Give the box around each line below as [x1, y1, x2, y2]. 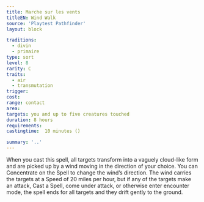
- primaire [12, 48, 40, 55]
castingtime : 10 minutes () [6, 128, 81, 135]
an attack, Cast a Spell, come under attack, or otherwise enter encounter [6, 182, 190, 189]
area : [6, 105, 20, 111]
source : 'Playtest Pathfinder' [6, 20, 86, 26]
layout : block [6, 26, 43, 32]
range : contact [6, 100, 45, 106]
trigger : [6, 88, 29, 95]
